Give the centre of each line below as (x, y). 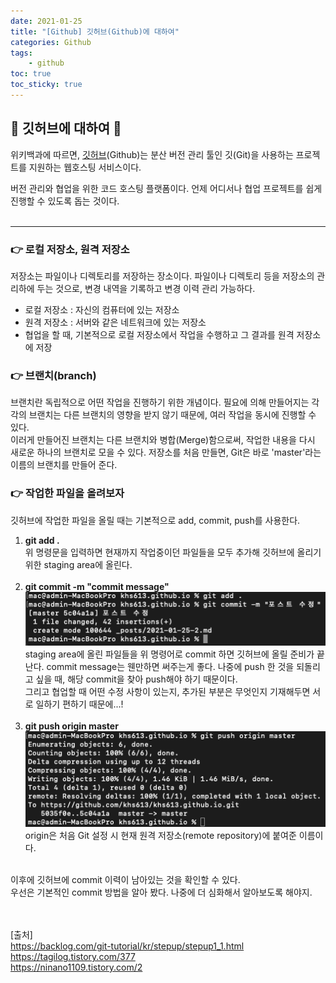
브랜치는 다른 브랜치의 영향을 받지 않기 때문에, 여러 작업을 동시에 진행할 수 (172, 415)
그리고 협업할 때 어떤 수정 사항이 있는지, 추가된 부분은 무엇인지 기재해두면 (167, 692)
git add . (42, 540)
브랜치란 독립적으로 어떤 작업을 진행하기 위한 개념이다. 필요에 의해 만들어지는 (160, 402)
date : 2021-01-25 (46, 21)
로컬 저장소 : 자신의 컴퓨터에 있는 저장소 (102, 309)
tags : (21, 53)
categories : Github (51, 42)
